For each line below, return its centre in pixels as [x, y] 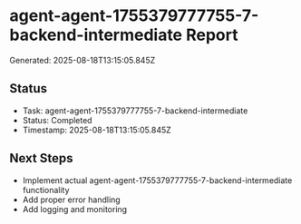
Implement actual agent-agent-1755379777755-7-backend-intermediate [157, 180]
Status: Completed [57, 120]
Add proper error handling [71, 200]
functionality [46, 190]
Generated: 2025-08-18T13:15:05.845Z [83, 60]
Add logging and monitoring [75, 209]
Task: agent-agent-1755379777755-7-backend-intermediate [135, 111]
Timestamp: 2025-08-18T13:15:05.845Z [97, 130]
